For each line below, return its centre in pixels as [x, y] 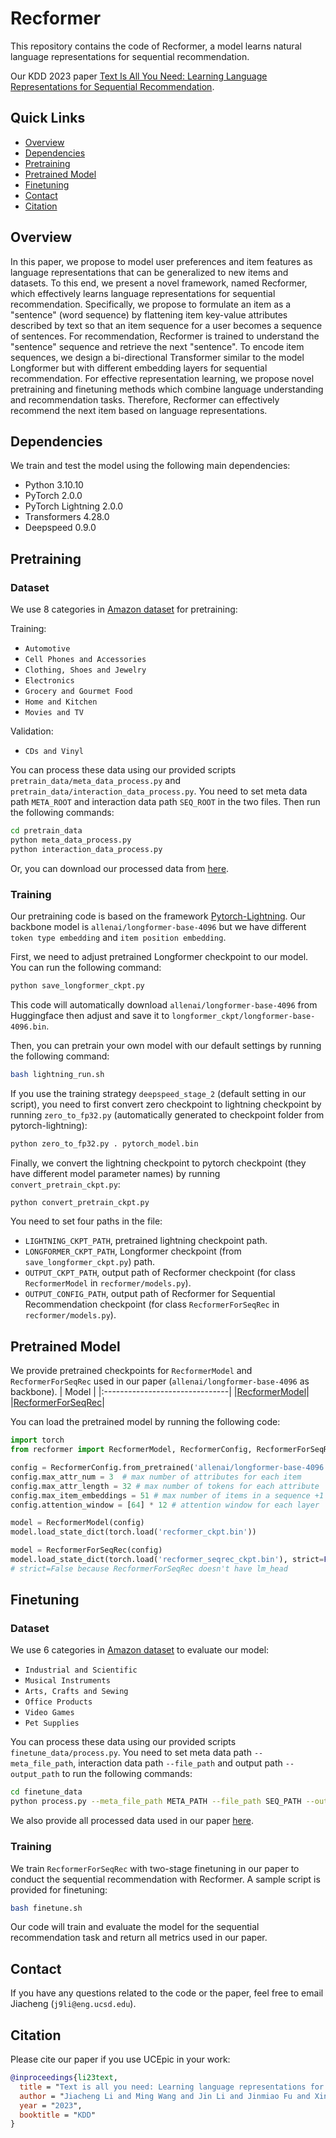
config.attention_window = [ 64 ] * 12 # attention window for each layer [165, 1505]
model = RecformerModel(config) [77, 1523]
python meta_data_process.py [71, 840]
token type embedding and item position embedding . [118, 937]
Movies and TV [54, 713]
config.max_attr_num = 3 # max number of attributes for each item [156, 1477]
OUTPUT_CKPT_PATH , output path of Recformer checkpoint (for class [160, 1273]
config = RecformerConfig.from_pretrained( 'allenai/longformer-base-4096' [169, 1468]
